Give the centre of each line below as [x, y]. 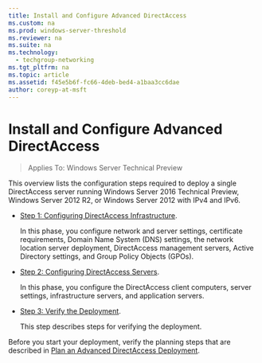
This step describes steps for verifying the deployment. [111, 326]
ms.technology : [33, 53]
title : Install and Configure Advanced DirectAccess [98, 16]
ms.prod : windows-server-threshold [67, 30]
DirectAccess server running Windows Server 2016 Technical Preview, [124, 192]
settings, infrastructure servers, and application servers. [112, 296]
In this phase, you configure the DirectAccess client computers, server [136, 287]
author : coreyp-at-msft [48, 90]
